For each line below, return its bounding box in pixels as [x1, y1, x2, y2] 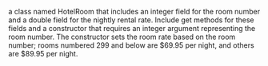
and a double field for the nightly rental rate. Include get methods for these [8, 15, 254, 25]
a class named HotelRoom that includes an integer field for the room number [8, 7, 261, 16]
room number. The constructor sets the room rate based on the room [8, 32, 236, 41]
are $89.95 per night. [8, 49, 78, 58]
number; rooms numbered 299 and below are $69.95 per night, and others [8, 41, 254, 50]
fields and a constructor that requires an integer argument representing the [8, 24, 256, 33]
